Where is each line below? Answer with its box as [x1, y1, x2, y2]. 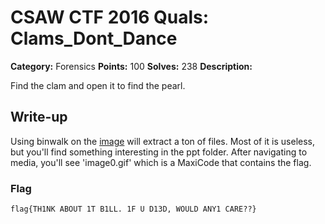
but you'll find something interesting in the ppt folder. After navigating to [10, 146, 308, 158]
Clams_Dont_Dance [10, 27, 178, 50]
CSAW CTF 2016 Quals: [10, 6, 210, 29]
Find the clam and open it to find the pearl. [10, 79, 186, 91]
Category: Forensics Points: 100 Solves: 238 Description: [10, 60, 253, 72]
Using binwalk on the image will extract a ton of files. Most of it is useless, [10, 135, 316, 147]
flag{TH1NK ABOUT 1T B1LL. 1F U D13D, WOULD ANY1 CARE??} [10, 204, 257, 215]
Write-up [10, 109, 68, 126]
